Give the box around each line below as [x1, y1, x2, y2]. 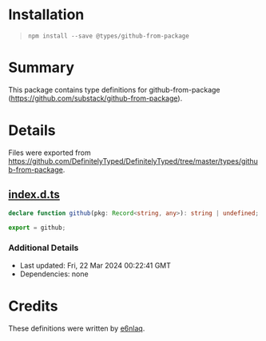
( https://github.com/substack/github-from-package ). [8, 93, 183, 103]
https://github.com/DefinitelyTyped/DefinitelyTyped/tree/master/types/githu [8, 156, 258, 165]
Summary [8, 58, 74, 77]
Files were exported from [8, 148, 91, 157]
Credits [8, 297, 58, 315]
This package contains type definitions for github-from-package [8, 85, 220, 94]
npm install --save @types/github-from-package [27, 32, 189, 40]
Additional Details [8, 242, 79, 253]
